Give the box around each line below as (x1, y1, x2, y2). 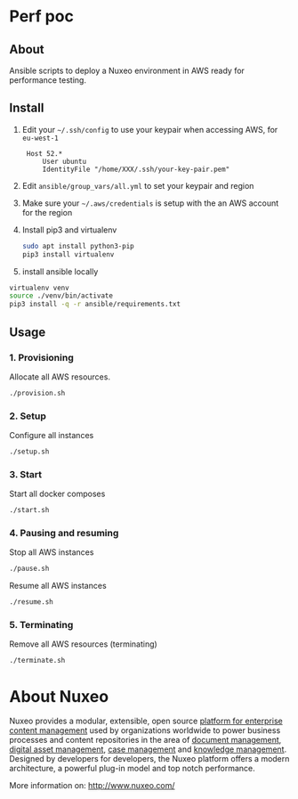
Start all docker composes (9, 488, 106, 500)
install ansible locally (21, 265, 99, 277)
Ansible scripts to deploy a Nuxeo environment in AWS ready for (9, 65, 245, 76)
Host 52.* (26, 149, 63, 158)
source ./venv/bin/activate (9, 291, 114, 300)
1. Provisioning (9, 351, 74, 363)
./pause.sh (9, 564, 50, 574)
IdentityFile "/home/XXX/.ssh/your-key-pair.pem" (42, 165, 230, 174)
